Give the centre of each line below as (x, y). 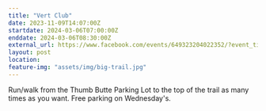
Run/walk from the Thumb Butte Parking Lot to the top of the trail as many (129, 90)
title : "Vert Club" (40, 15)
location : (25, 60)
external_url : (32, 45)
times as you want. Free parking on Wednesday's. (90, 98)
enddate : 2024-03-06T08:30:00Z (60, 38)
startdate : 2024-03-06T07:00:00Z (63, 30)
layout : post (30, 52)
